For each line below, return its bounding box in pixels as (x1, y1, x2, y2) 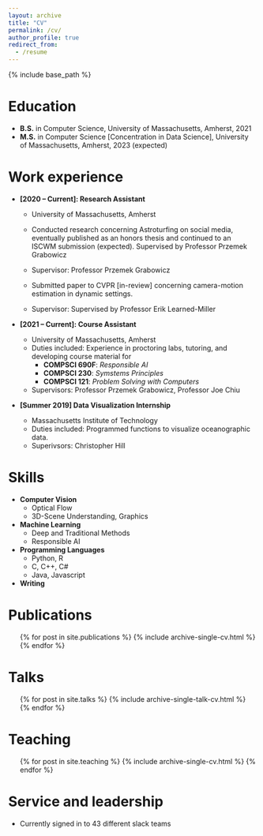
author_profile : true (8, 33, 80, 42)
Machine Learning (19, 519, 81, 529)
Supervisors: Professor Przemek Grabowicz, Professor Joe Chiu (31, 384, 241, 395)
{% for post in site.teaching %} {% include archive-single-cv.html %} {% (19, 756, 257, 766)
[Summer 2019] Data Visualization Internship (19, 400, 171, 410)
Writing (19, 578, 45, 588)
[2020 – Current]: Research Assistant (19, 194, 146, 204)
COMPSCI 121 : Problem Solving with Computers (43, 377, 200, 386)
